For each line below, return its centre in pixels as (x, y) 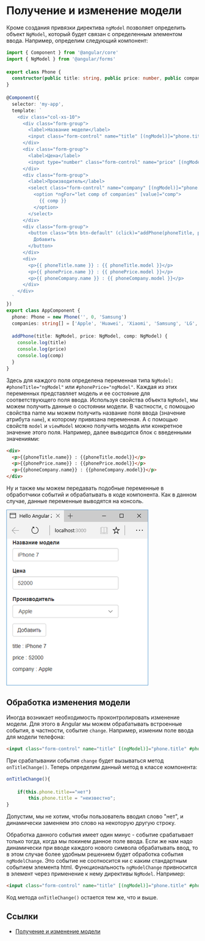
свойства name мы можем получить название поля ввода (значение (96, 413)
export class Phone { (34, 72)
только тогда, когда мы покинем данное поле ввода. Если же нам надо (100, 841)
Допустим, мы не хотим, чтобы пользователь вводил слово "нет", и (95, 816)
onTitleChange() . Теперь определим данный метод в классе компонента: (102, 767)
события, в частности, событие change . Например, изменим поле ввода (100, 730)
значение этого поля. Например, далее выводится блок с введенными (99, 432)
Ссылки (22, 917)
